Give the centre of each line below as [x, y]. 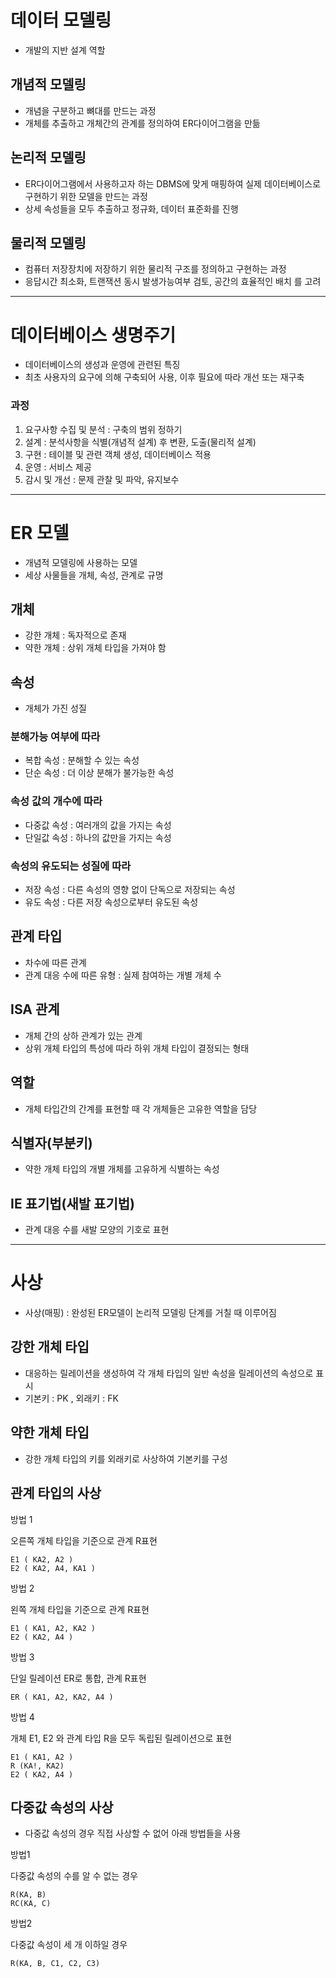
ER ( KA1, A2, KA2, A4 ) [62, 1697]
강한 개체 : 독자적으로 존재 [75, 635]
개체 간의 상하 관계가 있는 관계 [83, 1035]
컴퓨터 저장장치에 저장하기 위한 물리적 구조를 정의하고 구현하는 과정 [155, 269]
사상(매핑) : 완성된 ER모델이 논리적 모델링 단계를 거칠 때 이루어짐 [150, 1313]
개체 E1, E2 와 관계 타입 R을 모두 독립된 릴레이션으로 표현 [121, 1738]
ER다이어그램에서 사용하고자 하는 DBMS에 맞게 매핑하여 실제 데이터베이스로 [173, 183]
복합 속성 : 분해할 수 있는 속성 [82, 760]
